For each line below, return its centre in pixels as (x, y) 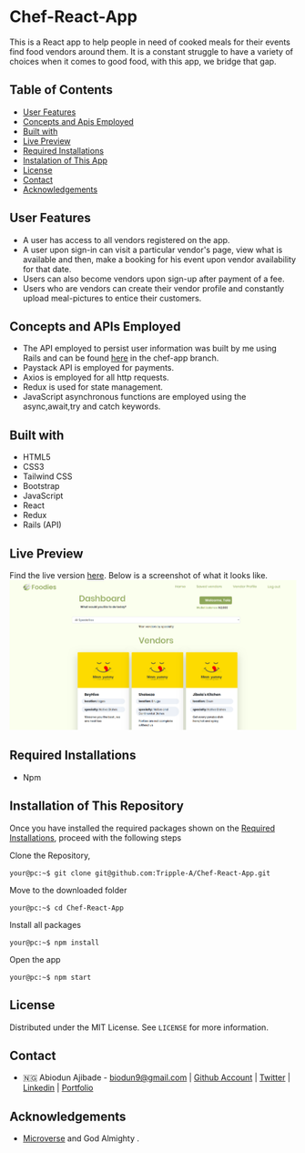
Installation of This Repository (97, 806)
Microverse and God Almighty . (81, 1138)
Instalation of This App (65, 160)
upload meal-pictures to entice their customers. (112, 298)
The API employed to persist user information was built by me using (150, 349)
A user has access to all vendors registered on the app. (126, 240)
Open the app (35, 959)
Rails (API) (42, 525)
